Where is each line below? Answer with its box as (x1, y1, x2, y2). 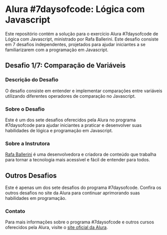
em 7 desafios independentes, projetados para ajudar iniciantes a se (5, 41, 146, 47)
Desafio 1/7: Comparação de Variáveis (5, 61, 126, 70)
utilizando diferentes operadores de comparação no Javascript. (5, 93, 136, 99)
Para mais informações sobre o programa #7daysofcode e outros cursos (5, 219, 155, 225)
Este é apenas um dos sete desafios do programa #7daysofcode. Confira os (5, 184, 162, 191)
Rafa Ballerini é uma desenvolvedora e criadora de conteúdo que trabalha (5, 151, 157, 157)
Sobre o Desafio (5, 105, 45, 112)
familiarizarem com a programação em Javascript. (5, 47, 109, 53)
